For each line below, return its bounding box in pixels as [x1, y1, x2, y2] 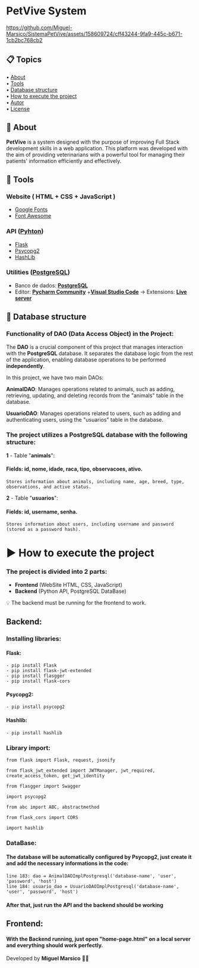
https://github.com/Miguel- [6, 24, 72, 31]
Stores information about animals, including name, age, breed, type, [6, 479, 185, 485]
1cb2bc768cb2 [6, 36, 43, 44]
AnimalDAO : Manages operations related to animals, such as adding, [6, 385, 175, 392]
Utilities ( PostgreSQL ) [6, 268, 70, 277]
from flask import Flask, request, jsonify [6, 757, 116, 763]
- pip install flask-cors [6, 678, 70, 684]
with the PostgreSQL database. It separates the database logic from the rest [6, 350, 193, 357]
